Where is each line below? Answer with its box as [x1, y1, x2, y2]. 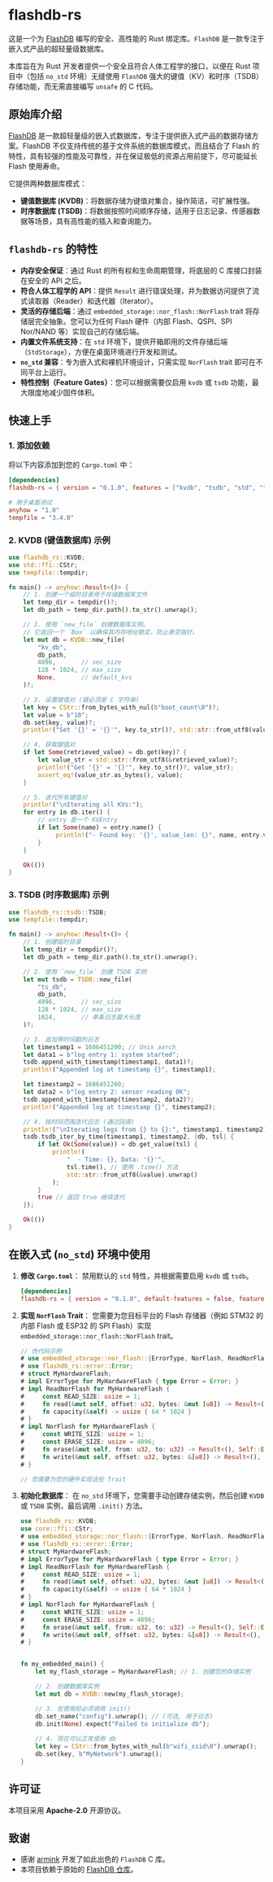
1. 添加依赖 [8, 439, 50, 451]
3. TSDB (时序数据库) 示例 [8, 889, 110, 901]
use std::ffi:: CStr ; [8, 561, 79, 569]
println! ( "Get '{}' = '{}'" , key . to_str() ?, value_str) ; [37, 763, 234, 771]
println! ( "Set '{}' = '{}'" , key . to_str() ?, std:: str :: [23, 726, 217, 734]
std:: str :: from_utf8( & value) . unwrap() [66, 1170, 198, 1179]
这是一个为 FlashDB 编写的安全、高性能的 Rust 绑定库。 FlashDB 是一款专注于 [8, 33, 265, 43]
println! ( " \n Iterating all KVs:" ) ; [23, 801, 144, 809]
